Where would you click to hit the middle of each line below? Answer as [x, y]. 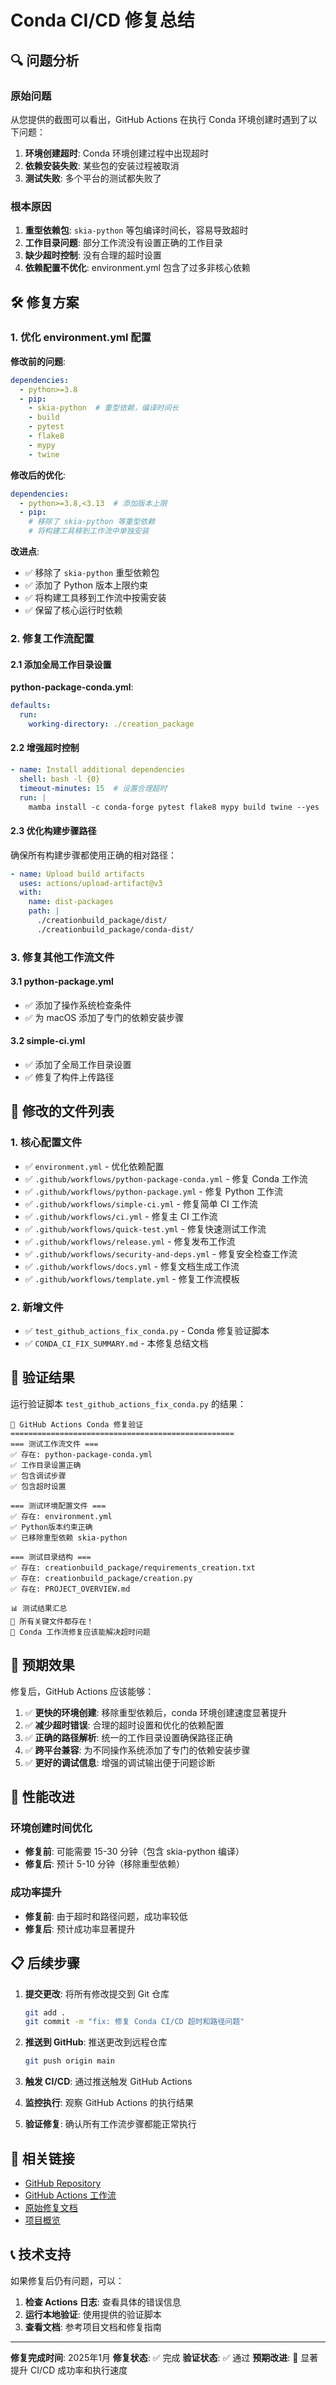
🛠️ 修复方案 [45, 302]
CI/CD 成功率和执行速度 [78, 2370]
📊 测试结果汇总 [39, 1608]
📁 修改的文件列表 [62, 1111]
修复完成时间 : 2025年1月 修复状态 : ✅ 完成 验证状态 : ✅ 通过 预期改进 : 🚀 [154, 2357]
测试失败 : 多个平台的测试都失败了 [93, 178]
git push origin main [69, 2061]
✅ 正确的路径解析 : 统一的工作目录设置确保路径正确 [128, 1737]
